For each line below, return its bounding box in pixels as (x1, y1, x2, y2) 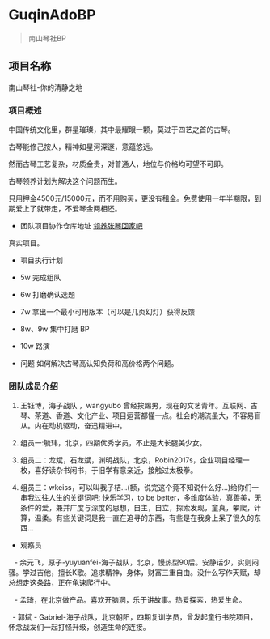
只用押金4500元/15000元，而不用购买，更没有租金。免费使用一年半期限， (8, 194, 255, 203)
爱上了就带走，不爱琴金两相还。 (15, 204, 122, 214)
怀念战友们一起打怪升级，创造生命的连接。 (8, 622, 150, 633)
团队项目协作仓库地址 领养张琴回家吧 (19, 221, 143, 231)
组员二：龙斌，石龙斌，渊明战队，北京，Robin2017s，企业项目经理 (19, 455, 243, 465)
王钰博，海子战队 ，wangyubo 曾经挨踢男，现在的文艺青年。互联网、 (19, 401, 251, 411)
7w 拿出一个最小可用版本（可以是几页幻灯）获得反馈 (19, 307, 196, 317)
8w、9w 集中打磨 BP (19, 324, 91, 334)
